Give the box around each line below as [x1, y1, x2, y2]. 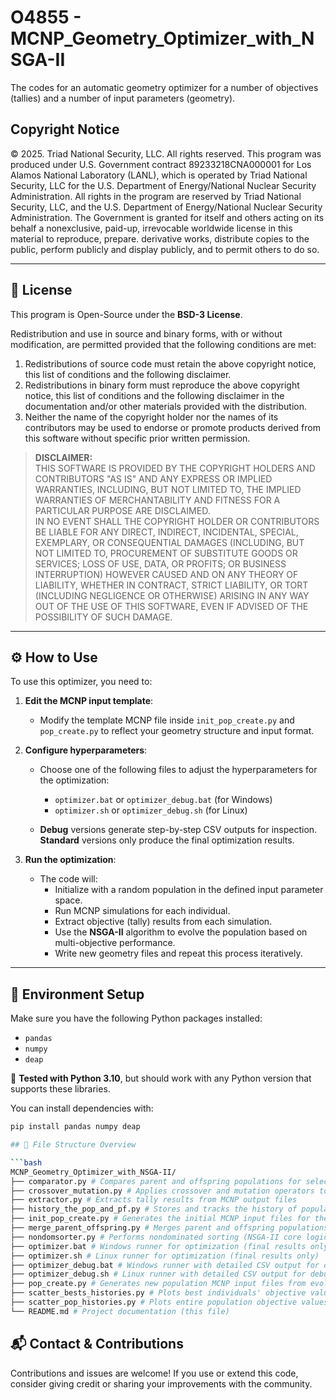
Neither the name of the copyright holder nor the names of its [24, 411, 279, 423]
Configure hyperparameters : [24, 744, 148, 756]
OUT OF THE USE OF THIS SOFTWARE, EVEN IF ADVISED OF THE [34, 600, 309, 612]
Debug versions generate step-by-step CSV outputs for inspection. [39, 824, 318, 836]
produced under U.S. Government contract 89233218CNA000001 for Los [10, 158, 312, 170]
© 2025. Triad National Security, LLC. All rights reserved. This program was [10, 147, 322, 160]
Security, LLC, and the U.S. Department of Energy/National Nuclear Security [10, 201, 323, 213]
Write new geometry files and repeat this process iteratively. [54, 947, 303, 960]
